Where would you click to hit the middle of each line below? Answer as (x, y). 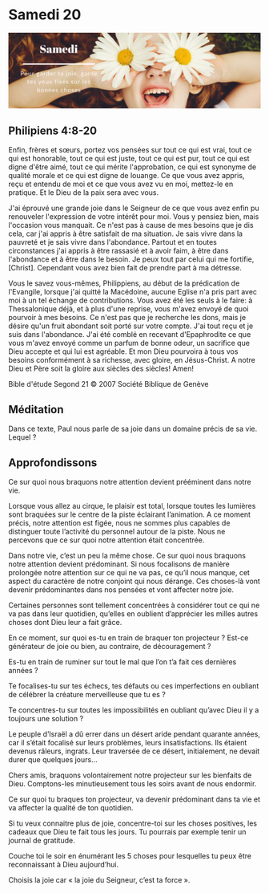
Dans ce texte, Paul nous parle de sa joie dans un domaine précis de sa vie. (133, 429)
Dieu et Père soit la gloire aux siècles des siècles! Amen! (101, 369)
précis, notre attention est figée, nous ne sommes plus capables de (119, 522)
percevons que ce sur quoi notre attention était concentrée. (106, 540)
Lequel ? (22, 437)
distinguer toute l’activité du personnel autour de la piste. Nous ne (117, 531)
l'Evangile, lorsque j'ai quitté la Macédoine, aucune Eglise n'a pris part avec (133, 292)
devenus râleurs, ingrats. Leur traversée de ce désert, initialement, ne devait (134, 751)
